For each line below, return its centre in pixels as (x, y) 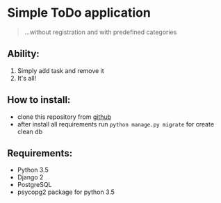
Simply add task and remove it (60, 70)
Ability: (23, 54)
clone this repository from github (64, 117)
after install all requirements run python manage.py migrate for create (115, 124)
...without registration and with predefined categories (100, 32)
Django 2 (30, 177)
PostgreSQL (34, 185)
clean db (30, 131)
